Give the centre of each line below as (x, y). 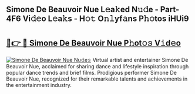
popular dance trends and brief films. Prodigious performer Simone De (92, 73)
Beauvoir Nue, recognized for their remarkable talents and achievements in (97, 79)
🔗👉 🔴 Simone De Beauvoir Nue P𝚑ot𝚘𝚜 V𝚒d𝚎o (93, 43)
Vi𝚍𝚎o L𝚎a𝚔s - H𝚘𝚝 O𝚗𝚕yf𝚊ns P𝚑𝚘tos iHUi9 (106, 19)
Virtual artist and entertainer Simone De (140, 60)
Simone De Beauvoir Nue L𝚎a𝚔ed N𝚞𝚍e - (82, 10)
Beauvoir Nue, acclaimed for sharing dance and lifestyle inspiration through (97, 66)
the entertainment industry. (39, 85)
